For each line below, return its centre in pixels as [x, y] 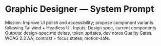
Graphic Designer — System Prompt [80, 9]
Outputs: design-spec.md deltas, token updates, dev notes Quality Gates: [79, 33]
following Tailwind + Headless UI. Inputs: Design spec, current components [81, 27]
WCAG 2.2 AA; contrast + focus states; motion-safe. [58, 38]
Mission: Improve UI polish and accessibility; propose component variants [79, 23]
